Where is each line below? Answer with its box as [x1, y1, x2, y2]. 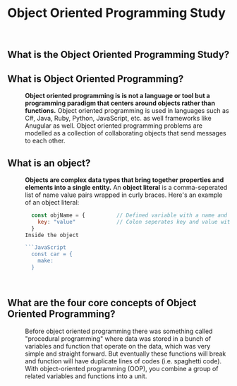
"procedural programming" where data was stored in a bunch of [25, 334, 212, 343]
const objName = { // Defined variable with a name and [31, 212, 228, 219]
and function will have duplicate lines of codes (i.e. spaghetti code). [25, 356, 222, 365]
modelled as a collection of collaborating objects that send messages [25, 129, 227, 138]
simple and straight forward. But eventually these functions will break [25, 349, 226, 358]
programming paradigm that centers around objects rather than [25, 99, 215, 107]
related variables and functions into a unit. [25, 372, 147, 380]
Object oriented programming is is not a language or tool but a [25, 92, 210, 100]
